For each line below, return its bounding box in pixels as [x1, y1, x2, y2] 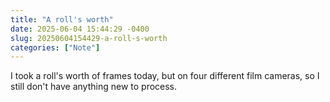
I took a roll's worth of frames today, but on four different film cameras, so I [10, 70, 320, 82]
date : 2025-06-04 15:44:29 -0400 [10, 24, 150, 34]
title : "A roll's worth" [10, 14, 114, 25]
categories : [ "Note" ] [10, 42, 101, 53]
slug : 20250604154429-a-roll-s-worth [10, 33, 168, 43]
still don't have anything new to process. [10, 81, 178, 93]
